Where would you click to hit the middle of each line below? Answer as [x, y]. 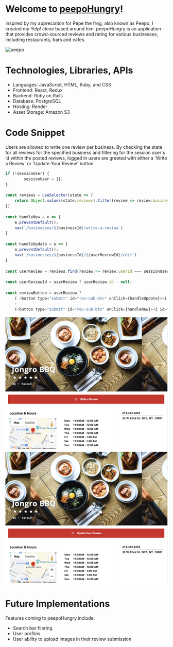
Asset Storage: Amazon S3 [41, 112]
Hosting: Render [30, 107]
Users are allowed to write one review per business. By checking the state [84, 147]
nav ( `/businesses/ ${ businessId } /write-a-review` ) [69, 228]
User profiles [27, 634]
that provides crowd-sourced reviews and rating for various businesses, [82, 34]
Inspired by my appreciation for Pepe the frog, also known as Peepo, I [79, 23]
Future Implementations [58, 604]
